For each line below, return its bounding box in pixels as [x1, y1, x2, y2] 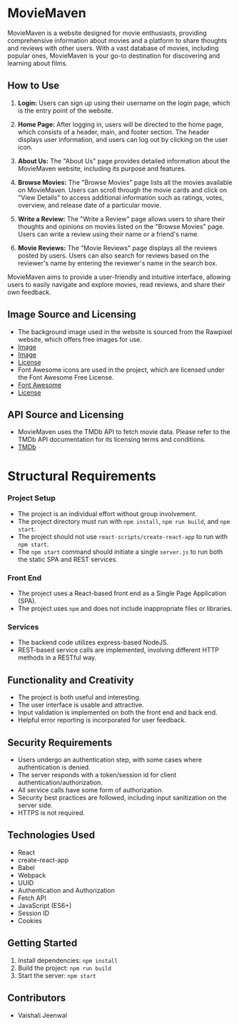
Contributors [7, 992, 66, 1004]
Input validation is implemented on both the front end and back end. [17, 708, 218, 717]
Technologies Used [7, 829, 95, 842]
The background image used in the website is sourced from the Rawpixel [17, 327, 233, 336]
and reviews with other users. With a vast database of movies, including [7, 44, 219, 52]
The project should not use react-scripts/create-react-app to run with [17, 532, 228, 540]
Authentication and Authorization [17, 886, 116, 894]
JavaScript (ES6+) [17, 901, 72, 909]
